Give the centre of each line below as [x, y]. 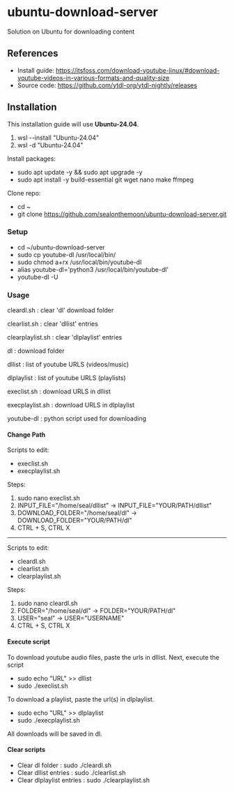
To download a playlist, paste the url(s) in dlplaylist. [81, 699]
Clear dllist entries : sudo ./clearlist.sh [71, 772]
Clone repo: [24, 193]
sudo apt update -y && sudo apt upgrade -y [80, 172]
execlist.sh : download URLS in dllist [59, 391]
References [33, 53]
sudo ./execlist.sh [42, 685]
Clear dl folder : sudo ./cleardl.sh [64, 765]
